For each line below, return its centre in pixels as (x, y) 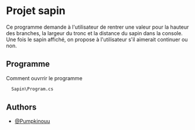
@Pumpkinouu (32, 121)
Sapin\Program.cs (32, 89)
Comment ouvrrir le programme (45, 78)
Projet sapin (36, 11)
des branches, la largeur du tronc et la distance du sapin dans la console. (95, 33)
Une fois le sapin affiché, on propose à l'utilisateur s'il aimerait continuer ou (97, 39)
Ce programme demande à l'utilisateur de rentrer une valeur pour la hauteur (97, 27)
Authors (21, 107)
